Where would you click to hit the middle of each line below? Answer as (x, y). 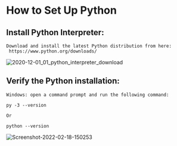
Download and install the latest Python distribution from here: (89, 46)
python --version (28, 126)
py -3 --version (26, 105)
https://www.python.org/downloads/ (53, 51)
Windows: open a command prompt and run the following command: (88, 95)
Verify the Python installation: (63, 81)
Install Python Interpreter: (55, 32)
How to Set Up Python (62, 10)
